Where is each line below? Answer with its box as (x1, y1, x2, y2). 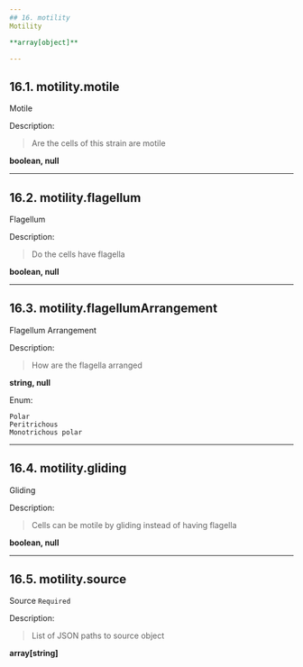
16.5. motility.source (9, 571, 127, 587)
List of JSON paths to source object (31, 630, 165, 641)
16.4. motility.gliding (9, 461, 127, 476)
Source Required (9, 596, 71, 607)
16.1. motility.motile (9, 78, 120, 95)
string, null (9, 377, 51, 388)
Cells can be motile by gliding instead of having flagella (31, 519, 237, 530)
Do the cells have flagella (31, 249, 125, 260)
